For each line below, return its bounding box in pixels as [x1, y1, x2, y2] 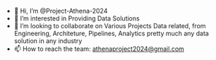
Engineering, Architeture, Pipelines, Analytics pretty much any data [13, 29, 210, 37]
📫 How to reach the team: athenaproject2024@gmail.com [13, 44, 185, 53]
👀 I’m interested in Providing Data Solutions [13, 14, 140, 23]
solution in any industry [13, 37, 83, 45]
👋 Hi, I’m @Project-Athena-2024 [13, 7, 108, 15]
